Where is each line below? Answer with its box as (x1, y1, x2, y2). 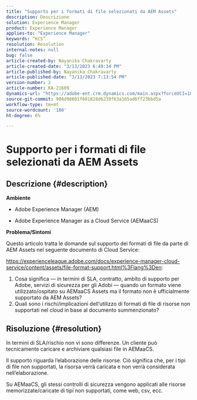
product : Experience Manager (6, 25, 77, 31)
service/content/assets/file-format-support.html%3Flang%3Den (6, 264, 162, 271)
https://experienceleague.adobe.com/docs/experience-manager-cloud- (6, 258, 180, 265)
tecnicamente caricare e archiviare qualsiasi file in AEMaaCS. (6, 345, 154, 353)
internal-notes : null (6, 47, 59, 53)
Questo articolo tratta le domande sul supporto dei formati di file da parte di (6, 240, 189, 247)
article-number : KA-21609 (6, 85, 69, 91)
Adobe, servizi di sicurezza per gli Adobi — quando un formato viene (14, 282, 182, 289)
